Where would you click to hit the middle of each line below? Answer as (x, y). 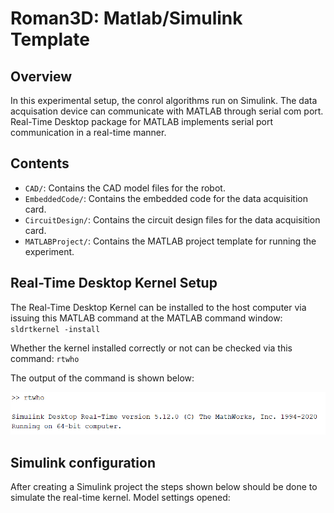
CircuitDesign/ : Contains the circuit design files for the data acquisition (172, 219)
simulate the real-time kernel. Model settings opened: (120, 498)
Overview (41, 76)
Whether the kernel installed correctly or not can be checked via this (151, 348)
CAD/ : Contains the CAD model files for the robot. (125, 188)
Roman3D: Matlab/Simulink (126, 18)
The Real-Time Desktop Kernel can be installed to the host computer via (158, 307)
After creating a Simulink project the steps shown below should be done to (164, 487)
